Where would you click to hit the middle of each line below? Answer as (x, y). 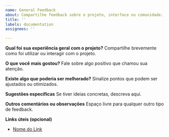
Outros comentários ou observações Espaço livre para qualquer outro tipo (85, 104)
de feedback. (19, 109)
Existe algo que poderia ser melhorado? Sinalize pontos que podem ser (81, 79)
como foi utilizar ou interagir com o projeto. (51, 54)
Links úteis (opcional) (29, 119)
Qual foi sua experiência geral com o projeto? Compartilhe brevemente (81, 48)
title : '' (16, 19)
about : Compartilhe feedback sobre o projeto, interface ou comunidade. (84, 15)
